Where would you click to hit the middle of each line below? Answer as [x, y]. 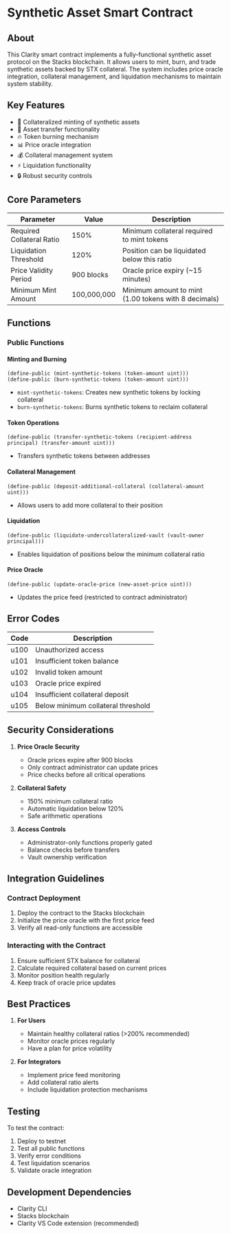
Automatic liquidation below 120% [75, 808]
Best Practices [39, 1004]
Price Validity [32, 270]
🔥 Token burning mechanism [58, 136]
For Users [31, 1021]
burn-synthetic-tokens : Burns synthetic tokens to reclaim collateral [112, 407]
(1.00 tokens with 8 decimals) [171, 298]
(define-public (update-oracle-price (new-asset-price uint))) [100, 584]
